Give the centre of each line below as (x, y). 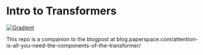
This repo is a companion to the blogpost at (61, 39)
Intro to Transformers (61, 11)
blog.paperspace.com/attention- (157, 39)
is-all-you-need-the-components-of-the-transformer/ (74, 45)
